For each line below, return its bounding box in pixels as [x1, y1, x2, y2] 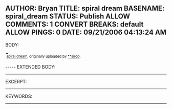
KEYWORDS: [5, 93, 32, 99]
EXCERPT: [5, 78, 27, 84]
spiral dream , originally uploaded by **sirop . [6, 54, 81, 59]
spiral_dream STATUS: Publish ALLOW [5, 12, 131, 21]
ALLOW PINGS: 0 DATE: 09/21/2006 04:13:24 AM [5, 28, 167, 37]
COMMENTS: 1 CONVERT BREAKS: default [5, 20, 144, 29]
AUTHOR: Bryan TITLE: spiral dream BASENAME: [5, 4, 165, 13]
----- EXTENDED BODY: [5, 63, 56, 70]
